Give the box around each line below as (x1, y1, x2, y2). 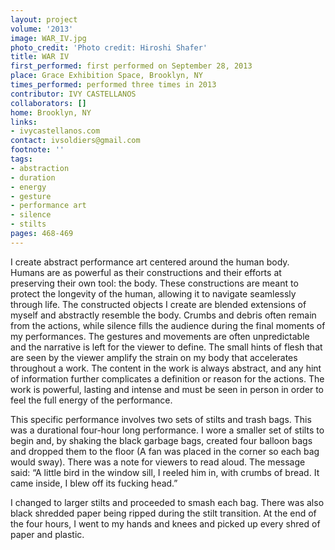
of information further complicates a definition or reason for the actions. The (10, 372, 325, 385)
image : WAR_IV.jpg (10, 33, 87, 43)
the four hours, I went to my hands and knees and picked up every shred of (10, 517, 321, 530)
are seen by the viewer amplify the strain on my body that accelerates (10, 351, 298, 363)
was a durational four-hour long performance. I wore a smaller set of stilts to (10, 424, 325, 436)
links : (10, 117, 38, 127)
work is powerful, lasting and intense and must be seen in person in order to (10, 383, 324, 395)
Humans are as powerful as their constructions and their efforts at (10, 266, 282, 278)
